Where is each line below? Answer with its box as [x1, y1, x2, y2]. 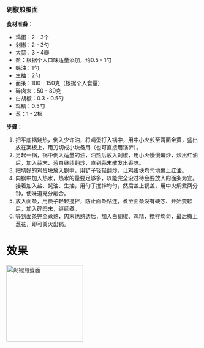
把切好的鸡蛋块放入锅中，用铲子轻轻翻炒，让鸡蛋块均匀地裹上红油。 [15, 167, 187, 174]
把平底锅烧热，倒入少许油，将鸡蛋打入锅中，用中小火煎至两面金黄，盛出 [15, 136, 198, 143]
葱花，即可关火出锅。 [15, 221, 69, 228]
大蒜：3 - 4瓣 [15, 49, 50, 56]
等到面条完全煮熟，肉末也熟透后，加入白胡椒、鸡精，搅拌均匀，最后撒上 [15, 213, 198, 220]
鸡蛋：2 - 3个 [15, 34, 50, 41]
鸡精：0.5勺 [15, 102, 45, 110]
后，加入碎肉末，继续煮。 [15, 205, 80, 213]
